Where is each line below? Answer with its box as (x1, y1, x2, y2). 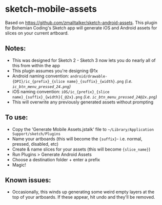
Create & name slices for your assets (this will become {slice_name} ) (12, 146, 151, 152)
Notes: (5, 44, 26, 52)
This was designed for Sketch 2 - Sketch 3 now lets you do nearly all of (12, 57, 156, 63)
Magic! (12, 162, 26, 168)
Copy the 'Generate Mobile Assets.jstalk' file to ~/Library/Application (12, 126, 154, 132)
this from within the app (12, 62, 60, 68)
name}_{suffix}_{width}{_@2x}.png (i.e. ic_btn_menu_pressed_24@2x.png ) (12, 94, 158, 100)
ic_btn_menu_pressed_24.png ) (12, 83, 71, 89)
